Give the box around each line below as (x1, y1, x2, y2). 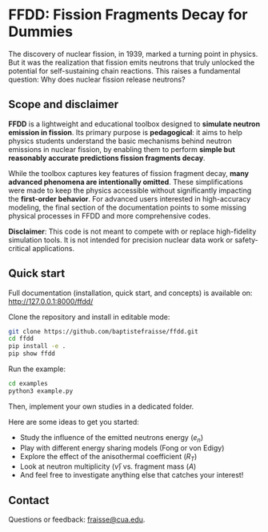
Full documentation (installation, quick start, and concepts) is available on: (8, 288, 253, 298)
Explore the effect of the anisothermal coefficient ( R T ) (19, 451, 198, 463)
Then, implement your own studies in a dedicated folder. (8, 402, 194, 411)
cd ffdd (8, 334, 34, 343)
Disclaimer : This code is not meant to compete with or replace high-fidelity (8, 226, 257, 236)
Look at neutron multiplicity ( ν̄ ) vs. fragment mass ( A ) (19, 462, 197, 471)
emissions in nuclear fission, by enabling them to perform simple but (8, 144, 236, 154)
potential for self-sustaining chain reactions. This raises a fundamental (8, 66, 241, 75)
